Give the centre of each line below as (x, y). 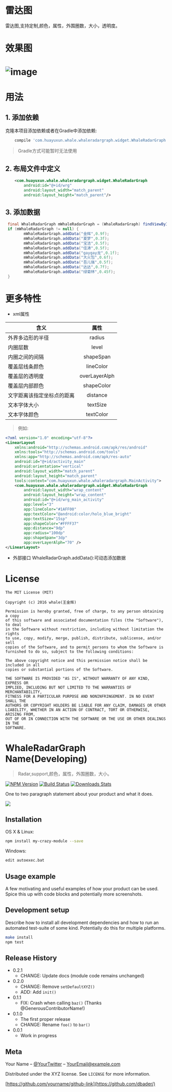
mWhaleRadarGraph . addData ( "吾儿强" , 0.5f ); (69, 262)
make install (19, 937)
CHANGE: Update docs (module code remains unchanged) (82, 976)
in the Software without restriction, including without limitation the (84, 629)
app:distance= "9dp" (45, 528)
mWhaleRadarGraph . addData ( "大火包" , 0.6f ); (69, 258)
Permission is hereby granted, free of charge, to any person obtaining (84, 611)
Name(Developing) (46, 759)
